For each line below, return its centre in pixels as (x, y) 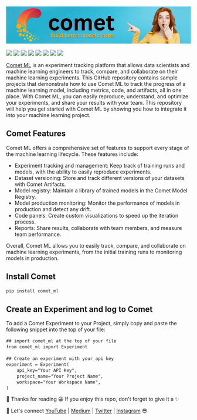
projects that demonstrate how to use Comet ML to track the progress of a (96, 84)
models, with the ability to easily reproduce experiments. (83, 172)
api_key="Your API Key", (47, 371)
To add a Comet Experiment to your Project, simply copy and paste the (91, 324)
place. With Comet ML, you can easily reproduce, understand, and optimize (97, 96)
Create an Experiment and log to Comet (79, 309)
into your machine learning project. (48, 115)
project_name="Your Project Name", (60, 376)
